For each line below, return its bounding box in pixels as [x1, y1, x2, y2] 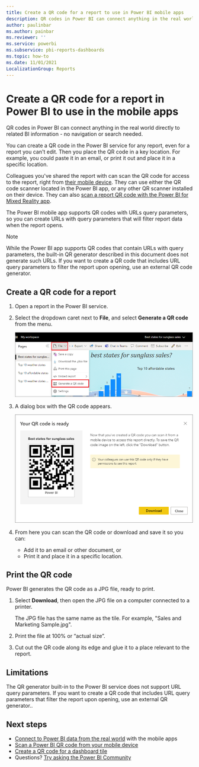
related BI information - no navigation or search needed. [6, 130, 143, 138]
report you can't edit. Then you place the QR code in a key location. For [6, 148, 181, 155]
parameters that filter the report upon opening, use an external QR [6, 696, 168, 703]
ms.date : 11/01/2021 [6, 59, 57, 65]
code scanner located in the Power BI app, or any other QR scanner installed [6, 185, 193, 192]
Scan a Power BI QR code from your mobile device [14, 742, 139, 749]
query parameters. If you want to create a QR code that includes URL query [6, 689, 191, 696]
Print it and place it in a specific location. [23, 552, 123, 560]
